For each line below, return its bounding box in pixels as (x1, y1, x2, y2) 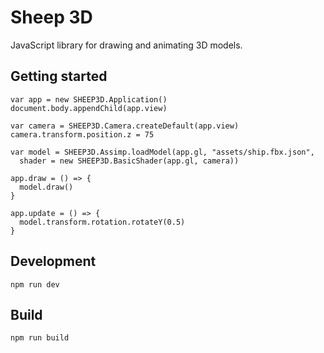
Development (10, 253, 97, 270)
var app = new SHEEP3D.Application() (10, 94, 168, 105)
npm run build (10, 333, 70, 343)
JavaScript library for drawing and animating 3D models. (10, 39, 243, 51)
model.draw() (19, 182, 74, 192)
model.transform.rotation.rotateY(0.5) (19, 217, 186, 227)
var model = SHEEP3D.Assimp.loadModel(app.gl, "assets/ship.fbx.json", (10, 147, 315, 157)
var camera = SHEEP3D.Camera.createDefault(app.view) (10, 121, 240, 131)
